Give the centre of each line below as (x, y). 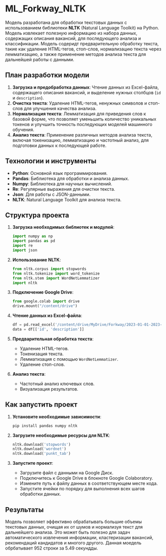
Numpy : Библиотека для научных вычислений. (62, 184)
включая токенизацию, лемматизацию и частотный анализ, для (81, 140)
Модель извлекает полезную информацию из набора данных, (71, 33)
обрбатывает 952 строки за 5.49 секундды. (52, 548)
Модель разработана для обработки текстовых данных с (66, 22)
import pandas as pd (34, 241)
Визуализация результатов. (49, 389)
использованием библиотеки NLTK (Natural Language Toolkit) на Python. (82, 27)
